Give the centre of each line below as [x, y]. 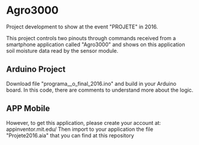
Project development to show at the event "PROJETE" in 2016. [82, 27]
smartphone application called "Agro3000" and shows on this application [96, 44]
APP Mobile [28, 109]
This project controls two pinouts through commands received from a [91, 38]
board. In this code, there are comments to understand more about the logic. [100, 90]
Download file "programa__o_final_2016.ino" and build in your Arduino [91, 83]
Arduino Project [36, 70]
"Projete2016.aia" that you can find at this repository [70, 135]
